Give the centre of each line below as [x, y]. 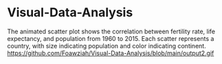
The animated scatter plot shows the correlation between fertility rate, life [111, 31]
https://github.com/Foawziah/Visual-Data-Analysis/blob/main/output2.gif [111, 53]
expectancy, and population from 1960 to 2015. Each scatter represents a [111, 38]
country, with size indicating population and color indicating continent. [107, 46]
